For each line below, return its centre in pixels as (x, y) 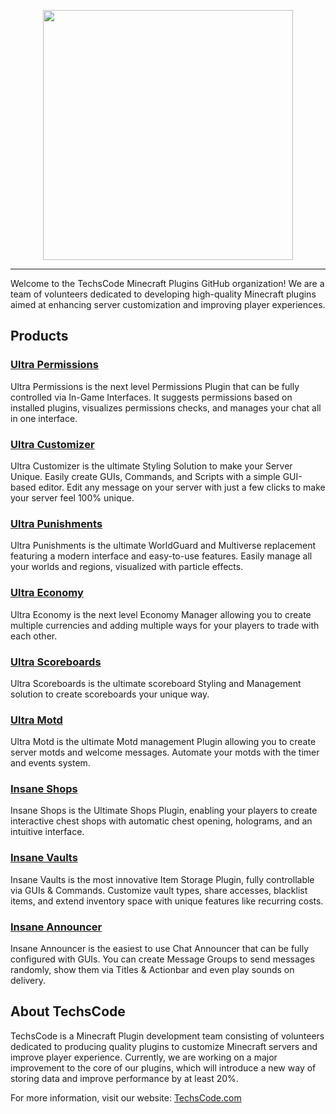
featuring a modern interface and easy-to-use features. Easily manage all (161, 556)
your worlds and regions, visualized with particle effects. (127, 567)
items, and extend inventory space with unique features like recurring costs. (167, 901)
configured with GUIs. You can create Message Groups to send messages (162, 959)
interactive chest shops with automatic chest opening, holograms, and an (161, 821)
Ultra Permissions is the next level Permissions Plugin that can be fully (155, 386)
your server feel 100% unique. (72, 497)
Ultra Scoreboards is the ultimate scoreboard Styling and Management (156, 683)
